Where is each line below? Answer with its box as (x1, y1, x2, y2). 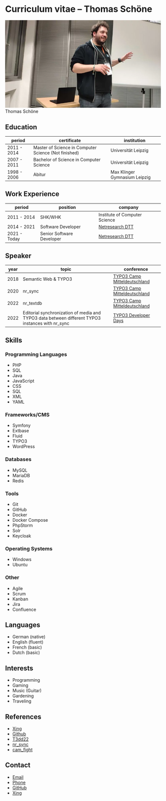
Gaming (12, 682, 29, 689)
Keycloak (12, 533, 31, 539)
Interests (5, 664, 34, 672)
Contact (5, 761, 31, 769)
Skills (5, 336, 22, 345)
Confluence (12, 606, 37, 612)
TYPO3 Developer (113, 312, 150, 318)
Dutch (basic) (12, 650, 41, 655)
